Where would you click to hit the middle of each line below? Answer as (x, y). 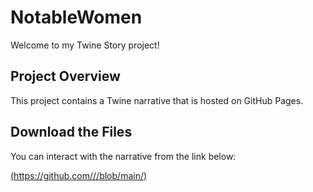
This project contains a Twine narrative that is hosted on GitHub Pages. (157, 100)
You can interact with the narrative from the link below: (123, 156)
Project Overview (65, 76)
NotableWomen (76, 17)
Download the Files (71, 132)
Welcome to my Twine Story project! (85, 45)
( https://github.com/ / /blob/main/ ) (79, 175)
